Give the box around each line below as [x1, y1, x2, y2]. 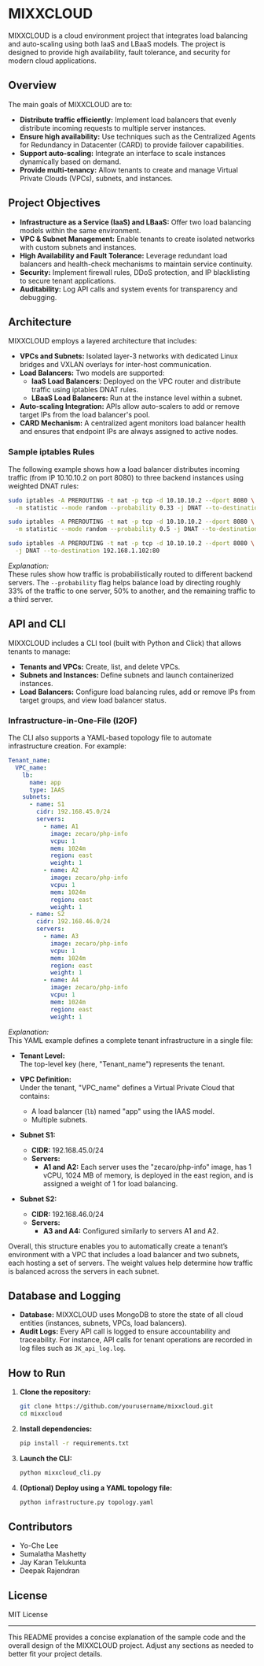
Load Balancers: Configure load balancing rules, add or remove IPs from [19, 687, 255, 696]
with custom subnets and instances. [19, 242, 137, 252]
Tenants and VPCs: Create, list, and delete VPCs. [19, 662, 181, 671]
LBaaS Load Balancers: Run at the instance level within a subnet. [31, 393, 243, 403]
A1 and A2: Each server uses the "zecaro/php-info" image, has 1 [42, 1162, 252, 1171]
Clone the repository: [19, 1387, 91, 1397]
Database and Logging [8, 1289, 122, 1302]
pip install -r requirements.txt [19, 1439, 130, 1447]
